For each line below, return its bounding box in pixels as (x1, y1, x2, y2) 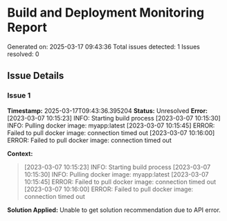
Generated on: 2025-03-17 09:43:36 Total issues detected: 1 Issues (7, 42, 201, 51)
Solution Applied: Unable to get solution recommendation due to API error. (7, 206, 221, 214)
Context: (7, 149, 33, 157)
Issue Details (7, 70, 64, 82)
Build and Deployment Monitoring (7, 5, 205, 21)
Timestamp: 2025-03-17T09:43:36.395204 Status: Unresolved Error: (7, 106, 208, 115)
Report (7, 19, 47, 35)
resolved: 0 (7, 50, 39, 58)
